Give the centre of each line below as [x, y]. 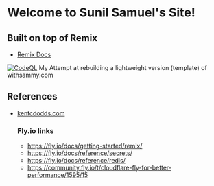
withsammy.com [30, 75]
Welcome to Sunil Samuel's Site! [101, 13]
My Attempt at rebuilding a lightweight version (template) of [123, 68]
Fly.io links [35, 130]
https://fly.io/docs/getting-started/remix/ [85, 146]
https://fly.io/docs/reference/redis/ [76, 161]
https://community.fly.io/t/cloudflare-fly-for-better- [99, 168]
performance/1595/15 [58, 175]
